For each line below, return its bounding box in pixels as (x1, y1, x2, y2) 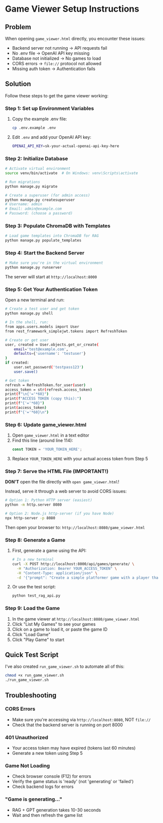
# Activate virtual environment (5, 166, 71, 171)
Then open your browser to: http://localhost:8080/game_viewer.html (5, 524, 145, 530)
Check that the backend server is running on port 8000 (12, 722, 123, 728)
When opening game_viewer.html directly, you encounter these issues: (5, 36, 145, 41)
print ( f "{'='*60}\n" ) (5, 410, 49, 415)
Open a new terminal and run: (5, 297, 65, 303)
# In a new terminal (12, 557, 54, 562)
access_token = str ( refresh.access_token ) (5, 387, 92, 392)
